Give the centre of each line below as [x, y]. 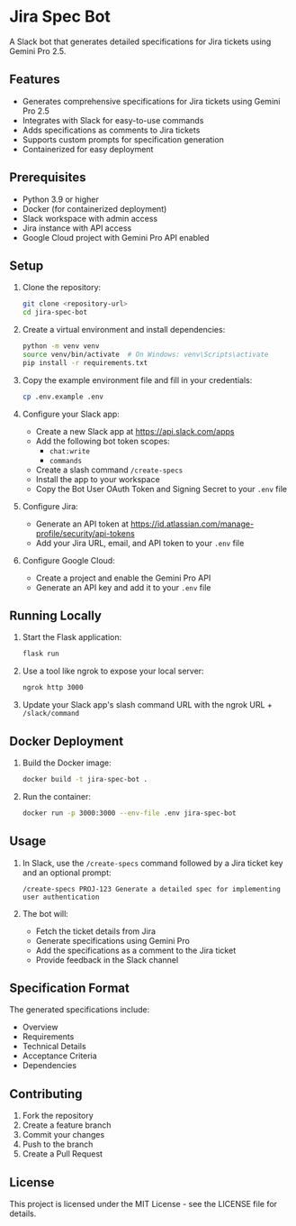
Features [35, 80]
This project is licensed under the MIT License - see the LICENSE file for [143, 1204]
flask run [41, 654]
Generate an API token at [82, 524]
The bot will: [45, 913]
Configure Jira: [50, 506]
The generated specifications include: [80, 1010]
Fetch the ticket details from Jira [95, 931]
